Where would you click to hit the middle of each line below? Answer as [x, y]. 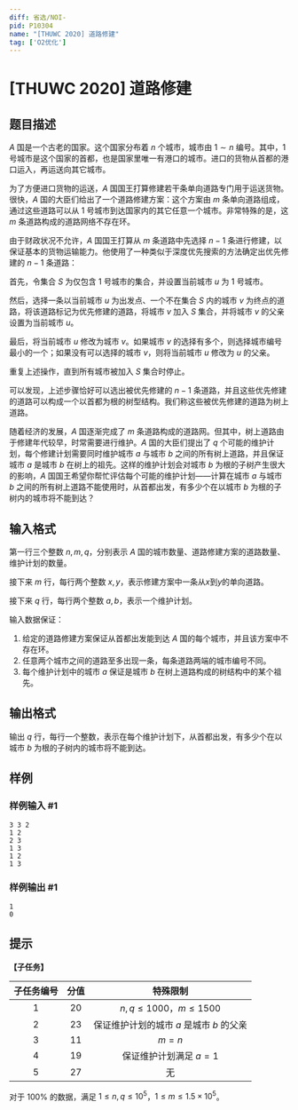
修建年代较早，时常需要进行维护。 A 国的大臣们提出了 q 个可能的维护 [142, 443]
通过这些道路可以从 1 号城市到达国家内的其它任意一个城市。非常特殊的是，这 [149, 210]
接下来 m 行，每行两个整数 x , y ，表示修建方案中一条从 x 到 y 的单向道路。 [139, 582]
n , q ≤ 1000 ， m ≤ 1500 [170, 1008]
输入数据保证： [36, 620]
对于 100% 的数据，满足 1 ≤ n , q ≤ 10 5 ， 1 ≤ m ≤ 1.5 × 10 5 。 [117, 1096]
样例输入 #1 [33, 806]
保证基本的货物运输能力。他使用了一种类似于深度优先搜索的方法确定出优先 [145, 252]
